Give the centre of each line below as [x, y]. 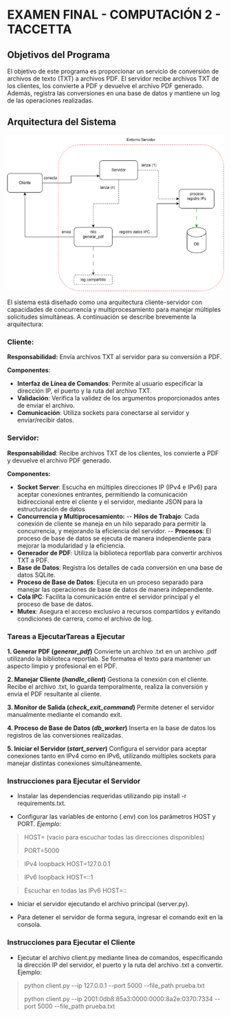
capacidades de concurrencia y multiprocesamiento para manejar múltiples [114, 310]
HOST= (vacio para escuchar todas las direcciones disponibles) [114, 837]
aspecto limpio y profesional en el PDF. [63, 666]
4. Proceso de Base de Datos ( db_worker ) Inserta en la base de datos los [112, 728]
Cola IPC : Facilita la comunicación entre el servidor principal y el [108, 597]
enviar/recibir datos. [45, 420]
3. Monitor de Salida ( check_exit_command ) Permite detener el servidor [111, 707]
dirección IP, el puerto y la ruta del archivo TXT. [85, 391]
